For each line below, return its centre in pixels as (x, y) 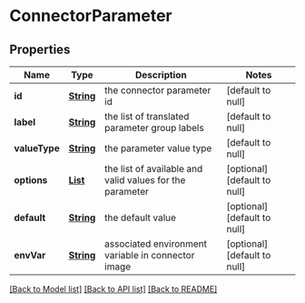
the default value (140, 217)
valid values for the (145, 180)
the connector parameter (157, 90)
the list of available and (153, 169)
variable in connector (149, 255)
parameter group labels (154, 128)
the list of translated (147, 116)
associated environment (155, 244)
